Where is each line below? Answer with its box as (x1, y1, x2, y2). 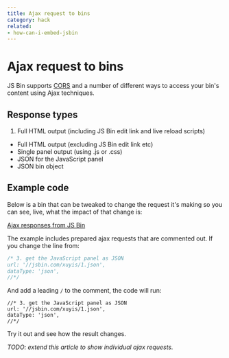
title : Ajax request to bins (7, 10, 91, 17)
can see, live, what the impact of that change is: (7, 208, 143, 216)
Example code (7, 182, 69, 194)
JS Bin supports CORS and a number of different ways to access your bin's (7, 82, 219, 90)
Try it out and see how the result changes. (7, 330, 127, 338)
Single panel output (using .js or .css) (16, 148, 123, 155)
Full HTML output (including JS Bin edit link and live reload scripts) (16, 127, 206, 135)
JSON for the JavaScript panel (16, 155, 104, 163)
